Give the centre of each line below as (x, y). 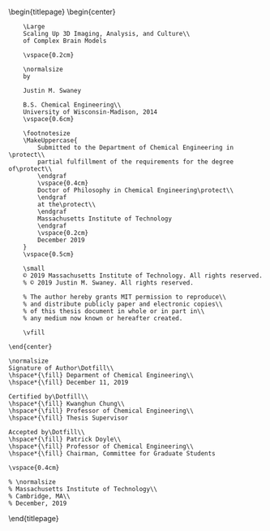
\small (34, 268)
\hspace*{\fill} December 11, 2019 (69, 382)
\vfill (34, 333)
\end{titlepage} (34, 518)
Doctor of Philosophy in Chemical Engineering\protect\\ (135, 190)
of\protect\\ (30, 169)
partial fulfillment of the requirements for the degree (135, 162)
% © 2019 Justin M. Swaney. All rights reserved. (109, 283)
